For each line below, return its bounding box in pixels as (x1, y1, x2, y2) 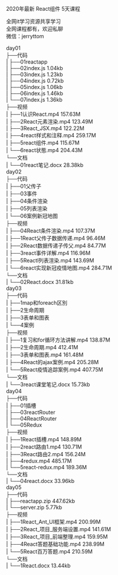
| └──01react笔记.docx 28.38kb (6, 162, 84, 168)
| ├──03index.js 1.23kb (6, 71, 63, 78)
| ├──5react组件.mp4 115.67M (6, 139, 80, 146)
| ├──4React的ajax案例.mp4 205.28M (6, 359, 99, 365)
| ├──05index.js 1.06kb (6, 84, 63, 90)
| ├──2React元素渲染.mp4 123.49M (6, 118, 93, 125)
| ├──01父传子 (6, 183, 41, 189)
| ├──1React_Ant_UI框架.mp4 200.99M (6, 519, 101, 525)
